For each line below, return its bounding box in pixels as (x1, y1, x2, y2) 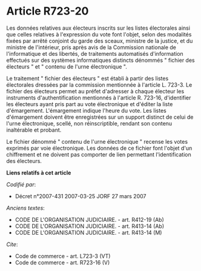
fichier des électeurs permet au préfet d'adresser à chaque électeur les (6, 87, 185, 95)
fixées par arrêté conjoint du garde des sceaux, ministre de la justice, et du (6, 37, 193, 44)
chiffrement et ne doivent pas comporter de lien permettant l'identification (6, 150, 192, 158)
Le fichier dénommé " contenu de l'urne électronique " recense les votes (6, 138, 188, 145)
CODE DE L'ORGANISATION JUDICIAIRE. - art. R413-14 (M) (15, 229, 162, 236)
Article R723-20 (6, 4, 89, 18)
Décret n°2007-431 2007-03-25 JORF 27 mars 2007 (15, 192, 147, 199)
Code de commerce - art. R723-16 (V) (15, 259, 110, 266)
